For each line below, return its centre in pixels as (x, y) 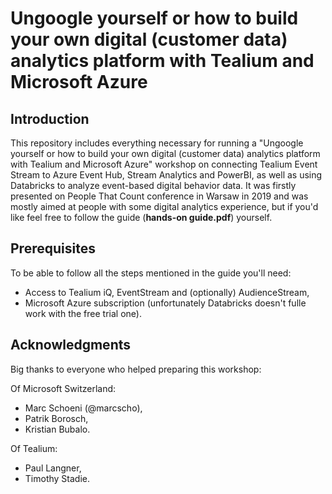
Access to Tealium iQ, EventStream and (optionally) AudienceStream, (167, 292)
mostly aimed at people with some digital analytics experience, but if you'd (164, 206)
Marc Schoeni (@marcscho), (83, 408)
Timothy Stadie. (57, 478)
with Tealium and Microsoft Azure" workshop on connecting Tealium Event (164, 164)
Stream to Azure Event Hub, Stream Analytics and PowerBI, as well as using (166, 175)
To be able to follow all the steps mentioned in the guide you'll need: (151, 273)
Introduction (50, 118)
